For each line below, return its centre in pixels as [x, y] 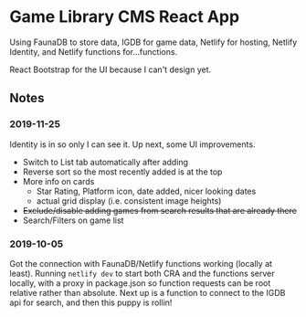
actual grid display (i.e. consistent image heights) [129, 201]
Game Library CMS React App [125, 17]
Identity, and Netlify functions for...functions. [94, 51]
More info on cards [58, 181]
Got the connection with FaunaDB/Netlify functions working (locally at [141, 263]
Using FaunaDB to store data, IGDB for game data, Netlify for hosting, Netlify [153, 42]
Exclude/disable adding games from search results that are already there [159, 210]
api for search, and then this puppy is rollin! [91, 302]
